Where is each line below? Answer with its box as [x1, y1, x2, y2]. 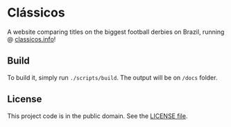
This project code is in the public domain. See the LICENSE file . [7, 112, 188, 120]
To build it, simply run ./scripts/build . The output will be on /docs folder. [7, 73, 218, 81]
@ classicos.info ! [7, 35, 56, 43]
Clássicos [7, 5, 65, 21]
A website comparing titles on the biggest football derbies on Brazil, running [7, 28, 225, 36]
